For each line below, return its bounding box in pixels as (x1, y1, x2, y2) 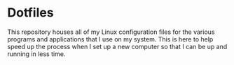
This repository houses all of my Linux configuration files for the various (7, 28, 215, 36)
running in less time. (7, 50, 66, 58)
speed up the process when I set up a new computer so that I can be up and (7, 42, 228, 50)
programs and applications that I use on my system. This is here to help (7, 35, 214, 43)
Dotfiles (7, 5, 54, 21)
